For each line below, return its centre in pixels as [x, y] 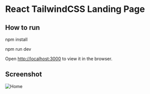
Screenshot [24, 74]
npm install [16, 39]
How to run [23, 28]
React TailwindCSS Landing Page [75, 9]
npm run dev [18, 49]
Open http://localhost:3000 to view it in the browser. [59, 59]
